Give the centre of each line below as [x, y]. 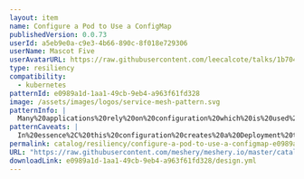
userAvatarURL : [38, 60]
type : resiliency [42, 69]
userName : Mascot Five [52, 52]
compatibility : [38, 77]
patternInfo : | [38, 110]
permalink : [30, 144]
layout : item [34, 18]
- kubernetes [42, 85]
